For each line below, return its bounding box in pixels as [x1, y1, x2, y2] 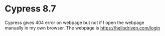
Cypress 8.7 [5, 3, 56, 14]
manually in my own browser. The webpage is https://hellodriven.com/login [5, 24, 160, 30]
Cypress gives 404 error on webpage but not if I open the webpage [5, 19, 144, 25]
